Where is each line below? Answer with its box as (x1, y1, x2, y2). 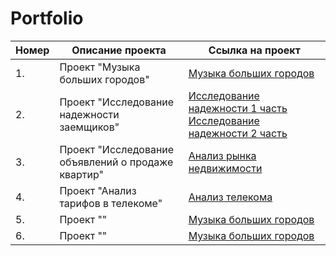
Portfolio (10, 7, 84, 30)
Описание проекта (71, 43, 167, 57)
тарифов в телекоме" (59, 196, 163, 210)
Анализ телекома (188, 190, 273, 204)
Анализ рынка (188, 148, 257, 162)
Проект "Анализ (59, 183, 137, 197)
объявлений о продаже (59, 155, 174, 169)
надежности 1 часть (188, 101, 288, 115)
